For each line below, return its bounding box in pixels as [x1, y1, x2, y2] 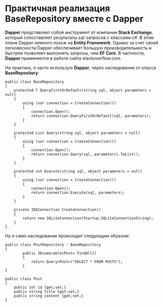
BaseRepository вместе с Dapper [5, 13, 144, 24]
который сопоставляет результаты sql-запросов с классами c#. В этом [5, 35, 154, 40]
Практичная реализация [5, 3, 110, 14]
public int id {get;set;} [14, 285, 67, 290]
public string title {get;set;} [14, 289, 79, 294]
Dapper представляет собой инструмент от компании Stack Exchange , [5, 29, 153, 35]
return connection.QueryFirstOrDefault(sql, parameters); [31, 113, 151, 118]
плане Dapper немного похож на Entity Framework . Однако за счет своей [5, 39, 159, 45]
